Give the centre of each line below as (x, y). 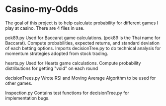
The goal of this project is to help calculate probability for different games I (82, 23)
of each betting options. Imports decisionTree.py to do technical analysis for (83, 48)
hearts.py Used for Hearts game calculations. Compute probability (73, 63)
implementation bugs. (27, 98)
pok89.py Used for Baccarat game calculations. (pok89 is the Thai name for (83, 38)
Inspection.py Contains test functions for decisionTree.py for (67, 93)
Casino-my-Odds (42, 9)
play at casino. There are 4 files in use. (45, 28)
